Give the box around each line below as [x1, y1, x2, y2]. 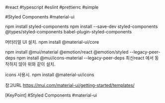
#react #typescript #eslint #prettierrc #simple [5, 4, 99, 10]
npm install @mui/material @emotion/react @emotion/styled [5, 49, 129, 55]
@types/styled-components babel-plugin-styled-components [5, 29, 132, 34]
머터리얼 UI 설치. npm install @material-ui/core [5, 39, 99, 45]
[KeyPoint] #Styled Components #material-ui [5, 92, 97, 98]
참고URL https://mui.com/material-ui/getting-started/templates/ [5, 82, 135, 88]
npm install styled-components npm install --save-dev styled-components [5, 23, 158, 29]
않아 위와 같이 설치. [18, 61, 56, 67]
